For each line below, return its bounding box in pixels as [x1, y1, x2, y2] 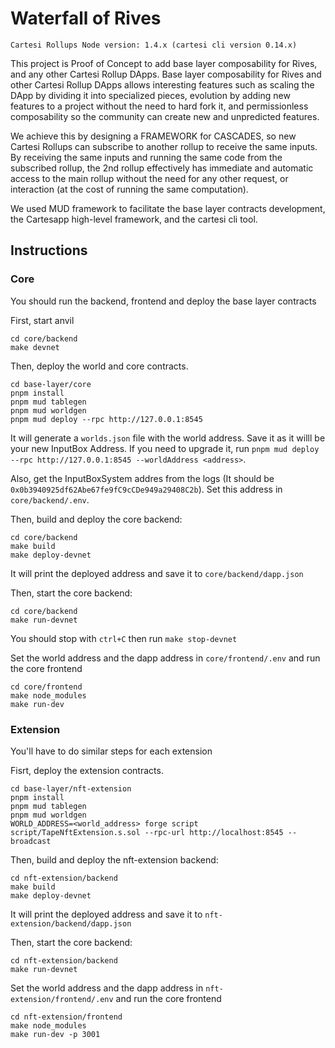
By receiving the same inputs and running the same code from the [10, 151, 283, 163]
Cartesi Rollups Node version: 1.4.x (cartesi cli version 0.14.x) [10, 40, 298, 50]
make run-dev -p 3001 [10, 1029, 101, 1039]
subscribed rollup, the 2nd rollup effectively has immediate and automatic [10, 162, 314, 174]
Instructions [10, 242, 88, 259]
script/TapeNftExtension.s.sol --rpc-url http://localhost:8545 [10, 827, 284, 837]
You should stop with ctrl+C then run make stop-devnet [10, 632, 238, 644]
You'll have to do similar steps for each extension [10, 745, 213, 757]
